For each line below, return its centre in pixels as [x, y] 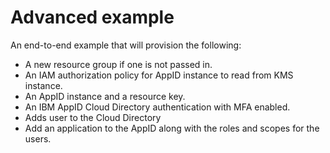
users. [38, 138]
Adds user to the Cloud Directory [93, 117]
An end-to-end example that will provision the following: [126, 45]
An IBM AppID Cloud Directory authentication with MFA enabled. [157, 107]
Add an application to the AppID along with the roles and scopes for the [172, 128]
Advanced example [92, 17]
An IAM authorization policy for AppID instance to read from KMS [159, 75]
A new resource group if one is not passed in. [118, 64]
